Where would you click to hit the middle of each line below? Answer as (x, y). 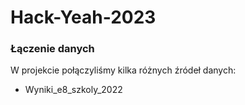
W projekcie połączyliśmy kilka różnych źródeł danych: (123, 70)
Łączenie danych (52, 49)
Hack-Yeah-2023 (83, 17)
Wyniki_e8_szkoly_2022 (73, 90)
